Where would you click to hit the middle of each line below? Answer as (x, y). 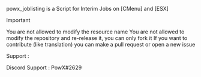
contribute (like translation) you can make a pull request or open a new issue (101, 44)
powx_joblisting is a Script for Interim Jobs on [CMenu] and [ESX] (88, 9)
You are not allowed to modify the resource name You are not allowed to (95, 32)
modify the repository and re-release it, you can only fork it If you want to (97, 38)
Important (18, 20)
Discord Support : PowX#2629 (44, 67)
